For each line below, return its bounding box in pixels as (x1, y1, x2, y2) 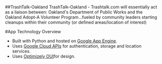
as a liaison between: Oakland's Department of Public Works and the (5, 9, 143, 15)
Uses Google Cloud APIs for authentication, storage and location (12, 43, 142, 49)
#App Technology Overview (5, 29, 61, 34)
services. (12, 48, 31, 54)
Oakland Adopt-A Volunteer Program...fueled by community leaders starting (5, 14, 157, 20)
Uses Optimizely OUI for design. (12, 53, 75, 59)
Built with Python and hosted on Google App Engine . (12, 38, 118, 44)
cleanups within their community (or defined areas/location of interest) (5, 19, 147, 25)
